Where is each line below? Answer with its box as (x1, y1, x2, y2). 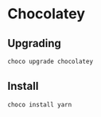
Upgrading (7, 37, 61, 50)
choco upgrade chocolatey (7, 57, 93, 65)
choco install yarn (7, 100, 72, 108)
